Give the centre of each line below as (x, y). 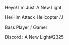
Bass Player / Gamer (26, 27)
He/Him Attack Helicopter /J (34, 17)
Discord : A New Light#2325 (34, 37)
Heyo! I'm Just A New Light (33, 7)
